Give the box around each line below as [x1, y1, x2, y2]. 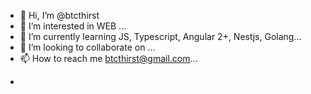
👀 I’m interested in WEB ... [19, 20, 127, 32]
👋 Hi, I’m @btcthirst [19, 10, 100, 21]
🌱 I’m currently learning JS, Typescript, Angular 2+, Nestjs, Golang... [19, 31, 302, 42]
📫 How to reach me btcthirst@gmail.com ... [19, 53, 198, 64]
